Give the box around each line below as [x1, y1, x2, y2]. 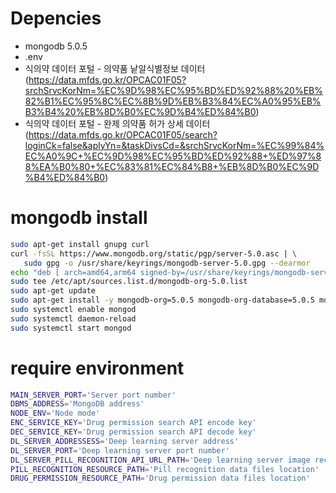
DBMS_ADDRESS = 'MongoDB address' [10, 399, 145, 409]
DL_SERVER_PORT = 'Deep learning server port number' [10, 445, 230, 456]
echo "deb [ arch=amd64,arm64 [10, 267, 137, 277]
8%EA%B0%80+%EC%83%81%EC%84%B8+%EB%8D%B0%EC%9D [24, 160, 320, 172]
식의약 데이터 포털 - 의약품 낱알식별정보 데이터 [24, 62, 206, 74]
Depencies [10, 7, 102, 30]
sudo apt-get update [10, 286, 97, 296]
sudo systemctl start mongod [10, 323, 132, 333]
